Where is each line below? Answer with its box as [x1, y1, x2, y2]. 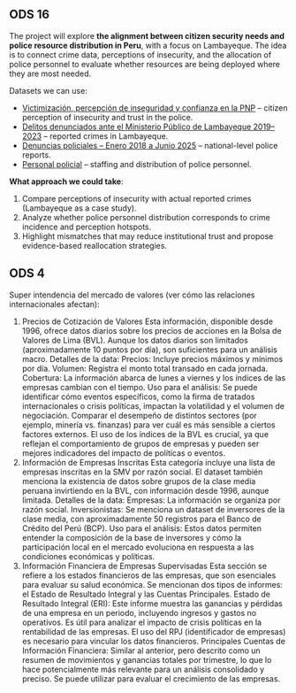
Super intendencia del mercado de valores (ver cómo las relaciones [9, 289, 255, 300]
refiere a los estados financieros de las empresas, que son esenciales [21, 570, 277, 581]
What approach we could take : [9, 176, 124, 187]
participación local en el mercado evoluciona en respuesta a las [21, 542, 254, 552]
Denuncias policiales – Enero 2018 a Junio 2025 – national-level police [21, 140, 278, 150]
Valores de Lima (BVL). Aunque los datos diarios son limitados [21, 335, 249, 345]
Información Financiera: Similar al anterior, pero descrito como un [21, 645, 261, 656]
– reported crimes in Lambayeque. [43, 130, 169, 141]
